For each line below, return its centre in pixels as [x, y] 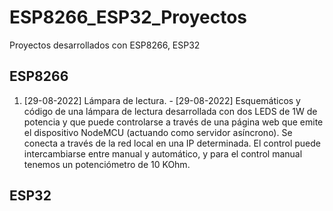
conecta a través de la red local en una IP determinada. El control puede [172, 143]
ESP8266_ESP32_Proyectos [128, 17]
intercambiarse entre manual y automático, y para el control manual [163, 153]
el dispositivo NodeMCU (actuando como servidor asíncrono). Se [158, 132]
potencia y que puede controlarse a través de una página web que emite [173, 122]
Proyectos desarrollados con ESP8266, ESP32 [105, 45]
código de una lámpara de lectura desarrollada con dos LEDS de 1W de [170, 111]
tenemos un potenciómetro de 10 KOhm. [107, 164]
